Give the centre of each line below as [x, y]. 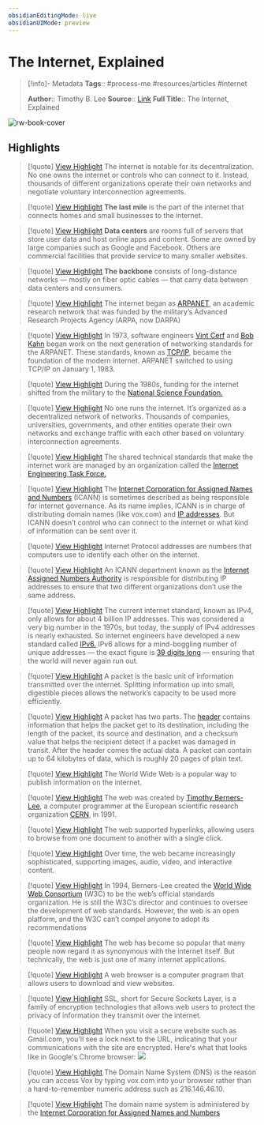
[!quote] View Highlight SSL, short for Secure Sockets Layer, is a [132, 999]
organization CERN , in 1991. [72, 815]
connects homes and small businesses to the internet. [115, 216]
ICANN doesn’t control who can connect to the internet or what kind [138, 523]
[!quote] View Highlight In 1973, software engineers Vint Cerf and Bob [141, 336]
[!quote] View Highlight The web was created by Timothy [120, 798]
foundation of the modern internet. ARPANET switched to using [130, 361]
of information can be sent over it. [82, 531]
